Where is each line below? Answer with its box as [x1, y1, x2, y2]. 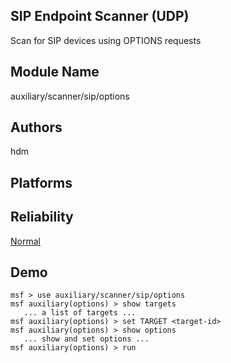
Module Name [10, 64, 100, 81]
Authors [10, 119, 63, 136]
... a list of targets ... [23, 308, 137, 318]
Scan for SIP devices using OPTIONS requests [10, 34, 202, 46]
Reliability [10, 209, 74, 226]
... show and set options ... [23, 334, 150, 344]
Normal [10, 235, 41, 247]
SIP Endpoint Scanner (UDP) [10, 8, 190, 25]
